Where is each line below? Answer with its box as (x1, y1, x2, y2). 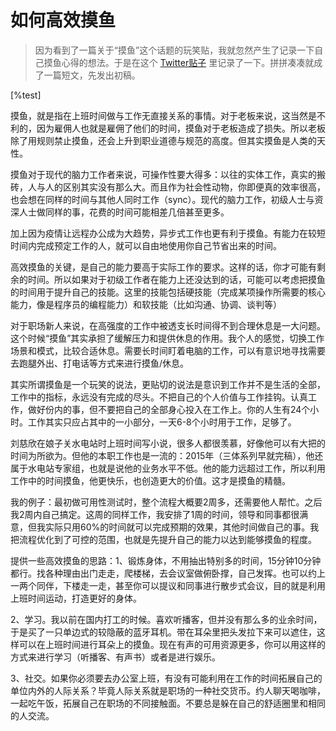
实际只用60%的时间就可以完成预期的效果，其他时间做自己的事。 (44, 521, 311, 533)
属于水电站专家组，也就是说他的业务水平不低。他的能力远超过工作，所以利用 (10, 462, 326, 474)
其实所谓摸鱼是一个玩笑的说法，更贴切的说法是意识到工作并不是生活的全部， (10, 378, 326, 390)
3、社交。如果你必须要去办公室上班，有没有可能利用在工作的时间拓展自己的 (10, 672, 323, 684)
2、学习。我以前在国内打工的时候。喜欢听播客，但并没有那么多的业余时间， (10, 613, 323, 625)
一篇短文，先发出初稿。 (43, 69, 141, 81)
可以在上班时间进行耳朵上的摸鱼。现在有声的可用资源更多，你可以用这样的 (18, 638, 326, 650)
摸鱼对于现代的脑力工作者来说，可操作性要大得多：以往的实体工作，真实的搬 (10, 168, 326, 180)
